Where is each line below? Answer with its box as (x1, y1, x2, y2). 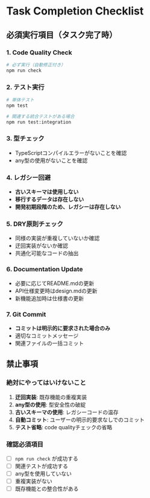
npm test (6, 102, 28, 109)
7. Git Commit (6, 310, 46, 318)
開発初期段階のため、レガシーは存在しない (14, 203, 121, 210)
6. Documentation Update (6, 265, 83, 274)
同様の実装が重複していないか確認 (14, 235, 100, 242)
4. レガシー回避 (6, 173, 51, 181)
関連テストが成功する (14, 462, 68, 470)
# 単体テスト (6, 96, 34, 103)
